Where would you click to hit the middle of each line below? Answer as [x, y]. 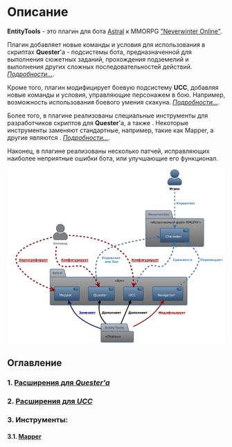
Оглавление [35, 363]
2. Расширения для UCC [50, 401]
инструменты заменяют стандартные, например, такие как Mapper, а [110, 130]
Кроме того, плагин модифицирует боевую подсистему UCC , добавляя [113, 87]
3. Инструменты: [37, 420]
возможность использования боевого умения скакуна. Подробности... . [114, 102]
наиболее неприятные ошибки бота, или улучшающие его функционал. [113, 158]
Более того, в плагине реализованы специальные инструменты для [108, 116]
